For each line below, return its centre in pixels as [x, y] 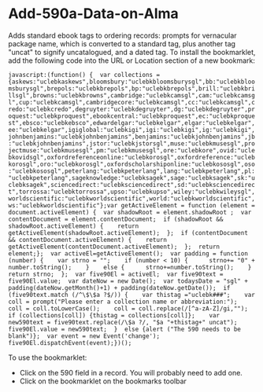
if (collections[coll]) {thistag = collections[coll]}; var [114, 315]
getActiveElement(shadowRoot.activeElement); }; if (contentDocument [128, 233]
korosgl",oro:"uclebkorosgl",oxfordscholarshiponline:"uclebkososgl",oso [132, 164]
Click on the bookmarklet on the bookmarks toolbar [103, 381]
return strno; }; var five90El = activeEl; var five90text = [116, 274]
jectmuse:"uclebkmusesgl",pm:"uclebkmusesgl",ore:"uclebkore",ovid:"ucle [132, 150]
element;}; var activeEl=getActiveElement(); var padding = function [128, 253]
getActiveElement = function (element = [188, 205]
